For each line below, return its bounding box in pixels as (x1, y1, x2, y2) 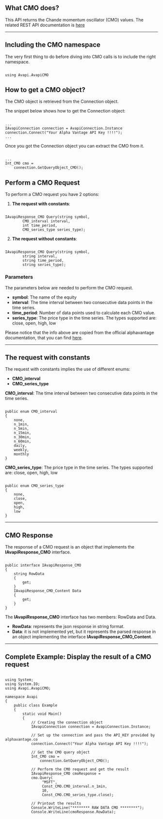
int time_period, (22, 223, 57, 228)
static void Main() (22, 711, 62, 716)
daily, (14, 443, 27, 448)
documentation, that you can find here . (5, 335, 83, 341)
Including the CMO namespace (5, 41, 101, 49)
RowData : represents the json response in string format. (12, 624, 125, 629)
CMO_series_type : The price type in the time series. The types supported (5, 465, 153, 471)
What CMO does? (5, 4, 60, 12)
